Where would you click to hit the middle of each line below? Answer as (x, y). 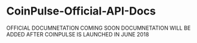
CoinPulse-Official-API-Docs (81, 11)
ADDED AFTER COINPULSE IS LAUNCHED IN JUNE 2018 (78, 34)
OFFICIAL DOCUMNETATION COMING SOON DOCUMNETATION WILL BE (99, 28)
